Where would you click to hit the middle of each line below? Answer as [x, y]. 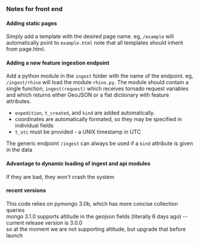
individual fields [34, 126]
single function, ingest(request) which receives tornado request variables [97, 89]
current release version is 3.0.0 [44, 223]
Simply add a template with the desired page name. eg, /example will [90, 36]
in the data [19, 150]
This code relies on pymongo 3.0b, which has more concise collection [92, 203]
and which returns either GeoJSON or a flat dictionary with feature [88, 95]
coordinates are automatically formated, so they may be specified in [98, 119]
